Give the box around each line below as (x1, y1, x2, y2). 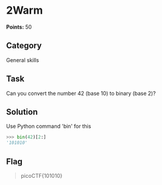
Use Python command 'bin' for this (6, 123, 91, 130)
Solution (6, 107, 38, 117)
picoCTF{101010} (20, 172, 63, 179)
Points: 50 (6, 23, 32, 30)
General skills (6, 56, 40, 63)
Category (6, 41, 42, 51)
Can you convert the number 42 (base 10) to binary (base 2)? (6, 90, 156, 97)
